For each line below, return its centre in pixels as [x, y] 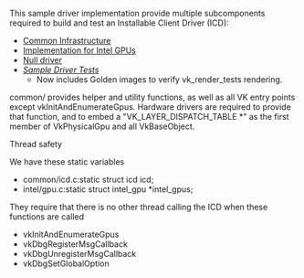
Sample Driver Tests [61, 69]
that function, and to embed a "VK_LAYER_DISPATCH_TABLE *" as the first [149, 117]
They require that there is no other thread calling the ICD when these [139, 207]
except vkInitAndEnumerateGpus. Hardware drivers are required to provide [151, 107]
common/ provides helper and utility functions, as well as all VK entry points [152, 97]
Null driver [42, 60]
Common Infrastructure [67, 41]
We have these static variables [67, 162]
